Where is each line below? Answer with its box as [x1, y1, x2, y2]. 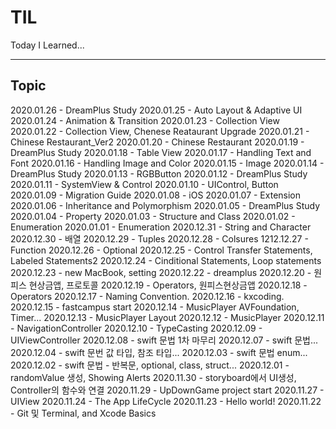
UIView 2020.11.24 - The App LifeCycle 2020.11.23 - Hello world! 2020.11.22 [10, 395, 322, 407]
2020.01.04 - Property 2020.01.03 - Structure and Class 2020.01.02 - [10, 210, 296, 222]
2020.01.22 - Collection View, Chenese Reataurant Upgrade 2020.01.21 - [10, 125, 310, 137]
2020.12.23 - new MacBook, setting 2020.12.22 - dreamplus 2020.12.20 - [10, 266, 312, 278]
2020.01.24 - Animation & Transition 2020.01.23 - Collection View [10, 114, 280, 126]
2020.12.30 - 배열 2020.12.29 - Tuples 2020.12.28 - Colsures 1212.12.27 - [10, 232, 309, 245]
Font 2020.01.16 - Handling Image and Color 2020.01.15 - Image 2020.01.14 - [10, 157, 325, 169]
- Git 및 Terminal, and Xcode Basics [10, 407, 157, 419]
